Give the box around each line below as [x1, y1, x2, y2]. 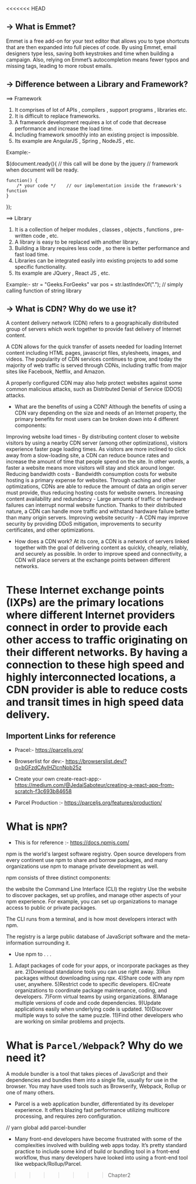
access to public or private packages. [6, 904, 97, 911]
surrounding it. [35, 939, 70, 946]
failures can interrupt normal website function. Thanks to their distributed [6, 502, 183, 509]
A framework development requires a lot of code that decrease [14, 118, 167, 125]
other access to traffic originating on [6, 633, 188, 646]
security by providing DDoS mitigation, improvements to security [6, 521, 162, 528]
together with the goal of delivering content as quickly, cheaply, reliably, [14, 544, 188, 551]
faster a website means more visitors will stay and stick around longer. [6, 464, 176, 471]
